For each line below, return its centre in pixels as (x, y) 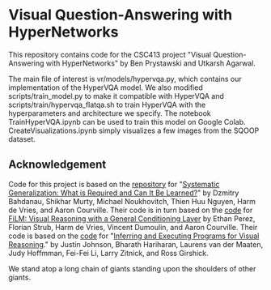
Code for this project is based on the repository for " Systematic (114, 184)
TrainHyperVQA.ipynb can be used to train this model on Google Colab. (127, 122)
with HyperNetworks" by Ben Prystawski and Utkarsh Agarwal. (151, 63)
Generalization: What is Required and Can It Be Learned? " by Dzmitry (124, 193)
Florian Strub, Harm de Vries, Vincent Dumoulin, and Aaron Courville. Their (133, 227)
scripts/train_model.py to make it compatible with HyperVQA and (116, 96)
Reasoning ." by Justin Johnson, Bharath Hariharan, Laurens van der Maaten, (136, 244)
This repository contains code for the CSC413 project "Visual (110, 54)
